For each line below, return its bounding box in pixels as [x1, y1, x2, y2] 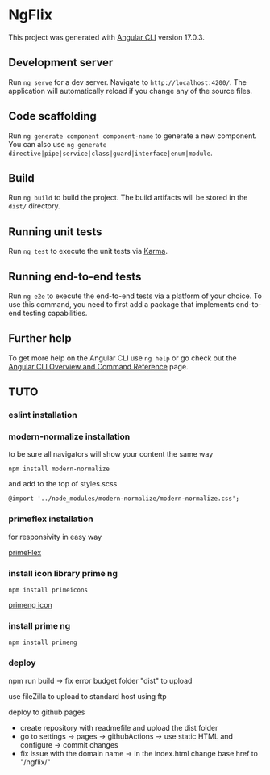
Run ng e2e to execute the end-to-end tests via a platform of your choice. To [8, 291, 263, 301]
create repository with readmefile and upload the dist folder [19, 722, 218, 732]
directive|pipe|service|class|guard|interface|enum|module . [8, 148, 213, 158]
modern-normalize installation [8, 431, 131, 442]
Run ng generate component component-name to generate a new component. [8, 131, 258, 141]
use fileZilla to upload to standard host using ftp [8, 691, 167, 701]
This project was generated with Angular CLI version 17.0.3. [8, 32, 206, 42]
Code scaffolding [8, 109, 97, 123]
